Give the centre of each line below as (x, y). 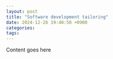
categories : (20, 28)
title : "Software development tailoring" (57, 17)
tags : (13, 33)
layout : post (22, 11)
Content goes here (29, 50)
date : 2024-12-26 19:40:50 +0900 (47, 22)
